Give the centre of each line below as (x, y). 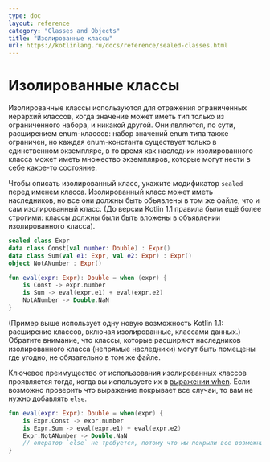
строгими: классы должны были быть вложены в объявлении (115, 217)
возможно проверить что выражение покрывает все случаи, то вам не (131, 390)
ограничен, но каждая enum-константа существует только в (112, 142)
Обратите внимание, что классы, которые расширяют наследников (125, 340)
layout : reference (39, 23)
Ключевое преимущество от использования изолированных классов (127, 373)
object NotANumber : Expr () (55, 263)
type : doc (25, 16)
